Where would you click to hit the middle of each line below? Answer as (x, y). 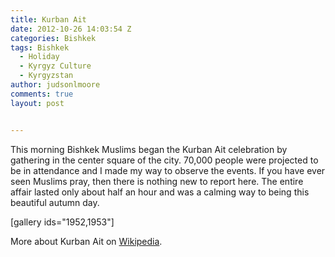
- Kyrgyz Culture (55, 66)
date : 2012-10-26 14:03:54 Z (71, 29)
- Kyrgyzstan (46, 76)
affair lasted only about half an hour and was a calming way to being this (160, 192)
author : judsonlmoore (55, 85)
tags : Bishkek (40, 47)
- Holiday (39, 57)
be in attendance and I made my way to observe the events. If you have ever (168, 170)
